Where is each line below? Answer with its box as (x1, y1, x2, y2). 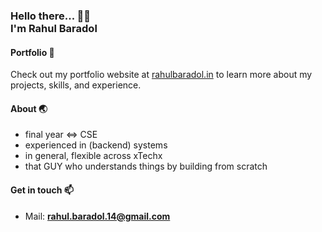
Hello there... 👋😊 (10, 9, 91, 23)
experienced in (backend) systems (24, 139, 168, 151)
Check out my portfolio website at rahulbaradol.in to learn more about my (10, 69, 313, 81)
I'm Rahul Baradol (10, 21, 98, 35)
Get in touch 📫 (10, 184, 74, 196)
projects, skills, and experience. (10, 79, 142, 91)
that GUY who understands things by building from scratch (24, 160, 268, 173)
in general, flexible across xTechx (24, 150, 163, 162)
